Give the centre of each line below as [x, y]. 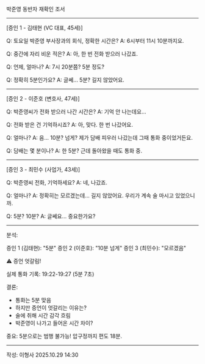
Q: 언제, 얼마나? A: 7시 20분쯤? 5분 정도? [56, 67]
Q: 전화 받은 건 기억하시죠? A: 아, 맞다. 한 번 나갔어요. [70, 125]
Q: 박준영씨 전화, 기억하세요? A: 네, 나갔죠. [57, 182]
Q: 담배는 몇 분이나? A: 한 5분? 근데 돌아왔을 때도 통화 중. [74, 151]
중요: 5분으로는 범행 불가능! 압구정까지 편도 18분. [64, 336]
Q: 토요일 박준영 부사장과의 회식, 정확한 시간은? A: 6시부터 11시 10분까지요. [95, 41]
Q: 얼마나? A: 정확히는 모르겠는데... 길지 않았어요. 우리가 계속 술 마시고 [90, 195]
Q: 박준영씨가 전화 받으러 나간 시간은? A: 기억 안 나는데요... [76, 112]
